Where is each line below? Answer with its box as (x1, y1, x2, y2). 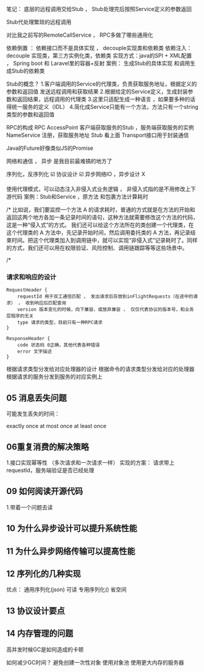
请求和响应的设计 (6, 273, 57, 281)
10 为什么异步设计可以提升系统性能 (6, 523, 138, 534)
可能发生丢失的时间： (6, 410, 60, 418)
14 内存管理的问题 (6, 629, 74, 639)
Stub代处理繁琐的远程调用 (6, 18, 72, 26)
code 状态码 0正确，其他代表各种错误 (17, 342, 100, 349)
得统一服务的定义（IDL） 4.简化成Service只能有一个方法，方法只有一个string (6, 103, 199, 110)
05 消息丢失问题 (6, 393, 67, 403)
